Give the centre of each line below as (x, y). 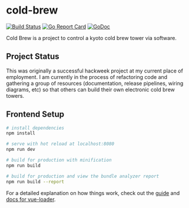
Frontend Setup (35, 115)
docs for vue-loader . (31, 199)
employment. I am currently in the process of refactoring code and (87, 77)
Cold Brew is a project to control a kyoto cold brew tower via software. (91, 38)
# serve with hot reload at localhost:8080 (60, 144)
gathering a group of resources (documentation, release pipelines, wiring (95, 83)
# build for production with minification (59, 160)
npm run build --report (35, 181)
